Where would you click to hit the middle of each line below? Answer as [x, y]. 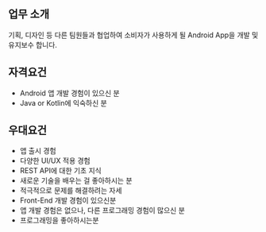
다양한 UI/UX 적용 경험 [55, 160]
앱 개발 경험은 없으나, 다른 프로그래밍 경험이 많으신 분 [102, 211]
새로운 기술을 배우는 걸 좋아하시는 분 [76, 180]
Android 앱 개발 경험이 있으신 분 [70, 93]
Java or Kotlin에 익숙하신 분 [63, 102]
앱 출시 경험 [38, 151]
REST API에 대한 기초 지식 [60, 171]
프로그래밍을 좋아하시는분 [59, 220]
